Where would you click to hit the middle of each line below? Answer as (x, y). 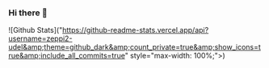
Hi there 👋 (28, 13)
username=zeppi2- (40, 38)
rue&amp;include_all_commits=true (67, 56)
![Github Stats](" (36, 30)
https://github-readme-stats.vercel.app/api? (135, 30)
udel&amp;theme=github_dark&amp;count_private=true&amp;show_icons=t (134, 47)
